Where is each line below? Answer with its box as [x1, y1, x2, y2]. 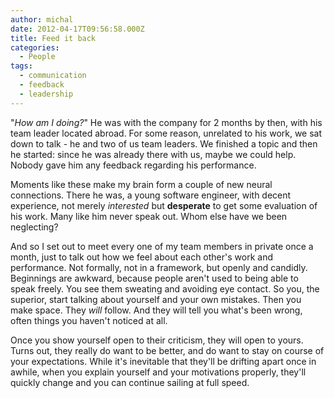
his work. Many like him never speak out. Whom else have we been [10, 210, 288, 222]
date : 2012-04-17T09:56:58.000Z [10, 24, 145, 34]
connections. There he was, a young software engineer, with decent [10, 189, 292, 201]
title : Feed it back [10, 33, 97, 43]
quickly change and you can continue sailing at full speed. [10, 376, 250, 388]
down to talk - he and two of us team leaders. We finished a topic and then [10, 137, 318, 150]
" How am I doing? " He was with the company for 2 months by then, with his [10, 116, 323, 128]
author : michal [10, 14, 74, 25]
